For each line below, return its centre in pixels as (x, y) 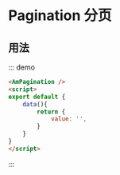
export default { (37, 97)
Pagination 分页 (60, 16)
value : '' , (69, 119)
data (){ (35, 104)
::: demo (22, 67)
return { (51, 112)
